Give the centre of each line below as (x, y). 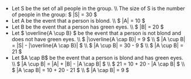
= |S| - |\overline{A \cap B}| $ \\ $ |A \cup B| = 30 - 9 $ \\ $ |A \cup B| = (98, 45)
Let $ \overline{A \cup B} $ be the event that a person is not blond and (96, 33)
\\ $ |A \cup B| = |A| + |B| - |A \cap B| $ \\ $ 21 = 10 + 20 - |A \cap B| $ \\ (98, 64)
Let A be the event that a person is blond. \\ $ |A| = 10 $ (78, 21)
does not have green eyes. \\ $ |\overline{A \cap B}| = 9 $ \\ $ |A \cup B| (98, 39)
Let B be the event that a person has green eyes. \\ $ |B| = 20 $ (88, 27)
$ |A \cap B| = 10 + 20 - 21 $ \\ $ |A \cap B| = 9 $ (70, 70)
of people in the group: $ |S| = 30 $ (54, 15)
